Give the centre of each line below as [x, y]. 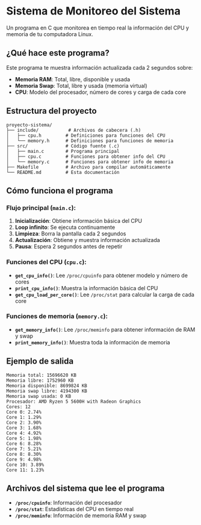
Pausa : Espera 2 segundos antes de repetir [69, 247]
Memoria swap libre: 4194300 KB [47, 391]
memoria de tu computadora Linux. [50, 34]
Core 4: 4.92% [24, 433]
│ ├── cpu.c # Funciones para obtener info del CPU [86, 157]
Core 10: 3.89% [25, 465]
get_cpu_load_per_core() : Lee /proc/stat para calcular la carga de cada [104, 294]
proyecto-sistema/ [29, 125]
